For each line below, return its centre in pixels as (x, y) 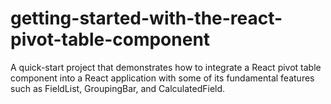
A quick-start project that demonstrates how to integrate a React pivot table (166, 67)
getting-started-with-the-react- (146, 18)
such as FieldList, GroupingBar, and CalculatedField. (118, 88)
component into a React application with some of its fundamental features (162, 78)
